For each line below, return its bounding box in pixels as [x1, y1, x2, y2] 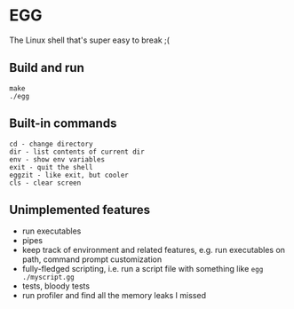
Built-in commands [9, 116, 117, 131]
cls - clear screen [9, 178, 82, 187]
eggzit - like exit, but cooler [9, 170, 129, 179]
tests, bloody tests [21, 281, 91, 291]
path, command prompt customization [21, 254, 163, 265]
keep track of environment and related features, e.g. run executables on [21, 245, 286, 256]
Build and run [9, 60, 84, 75]
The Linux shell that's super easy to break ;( [9, 35, 171, 45]
